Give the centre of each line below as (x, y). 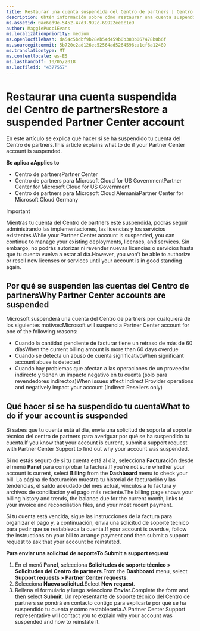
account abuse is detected (47, 362)
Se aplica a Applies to (33, 163)
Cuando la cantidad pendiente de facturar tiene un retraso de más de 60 (104, 343)
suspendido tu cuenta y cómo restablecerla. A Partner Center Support (100, 609)
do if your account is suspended (67, 415)
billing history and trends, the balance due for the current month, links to (95, 498)
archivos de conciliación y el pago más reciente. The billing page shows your (100, 492)
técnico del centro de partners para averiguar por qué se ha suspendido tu (98, 436)
